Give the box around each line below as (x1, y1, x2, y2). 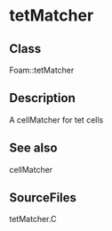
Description (9, 90, 76, 106)
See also (9, 141, 58, 156)
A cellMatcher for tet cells (9, 114, 104, 125)
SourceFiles (9, 190, 77, 206)
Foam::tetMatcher (9, 64, 75, 75)
